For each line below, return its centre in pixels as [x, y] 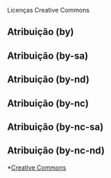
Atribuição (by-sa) [48, 55]
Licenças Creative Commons [49, 10]
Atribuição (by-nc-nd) [56, 150]
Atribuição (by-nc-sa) [55, 127]
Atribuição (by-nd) [49, 80]
